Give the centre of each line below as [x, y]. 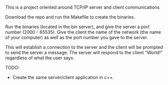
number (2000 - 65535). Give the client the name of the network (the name [83, 32]
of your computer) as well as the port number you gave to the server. [77, 37]
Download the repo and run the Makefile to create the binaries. [70, 17]
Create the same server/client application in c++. [63, 77]
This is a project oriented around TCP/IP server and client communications [82, 7]
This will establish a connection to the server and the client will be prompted [84, 47]
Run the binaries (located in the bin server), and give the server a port [77, 27]
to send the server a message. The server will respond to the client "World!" [84, 53]
